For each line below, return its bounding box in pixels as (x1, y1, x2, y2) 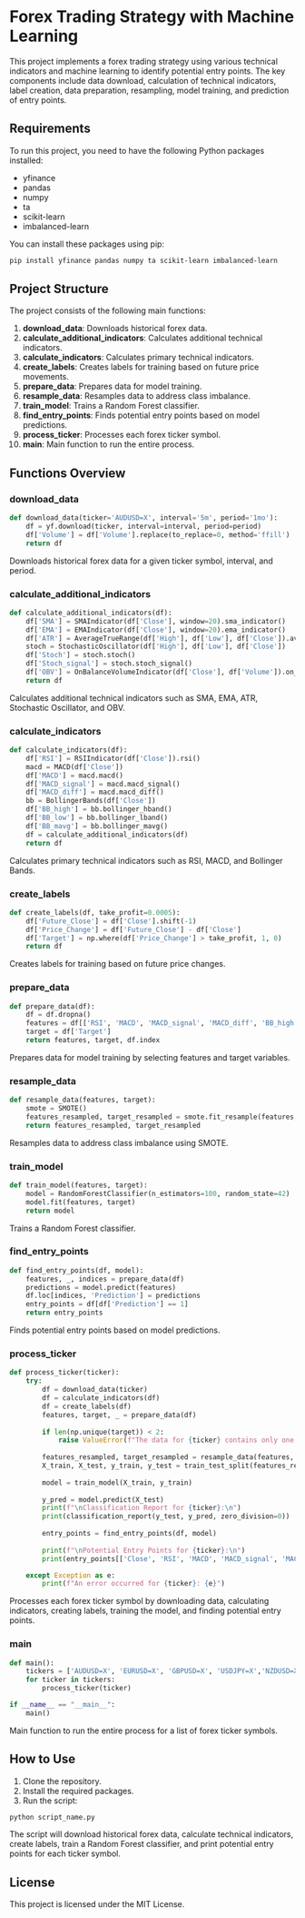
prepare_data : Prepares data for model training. (22, 381, 202, 392)
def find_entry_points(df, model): (9, 1265, 144, 1275)
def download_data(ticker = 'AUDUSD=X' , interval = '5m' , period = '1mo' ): (9, 513, 279, 523)
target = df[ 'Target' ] (25, 1027, 112, 1037)
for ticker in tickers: (25, 1675, 116, 1685)
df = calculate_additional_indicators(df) (25, 830, 189, 839)
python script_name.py (9, 1812, 95, 1822)
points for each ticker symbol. (9, 1848, 121, 1859)
